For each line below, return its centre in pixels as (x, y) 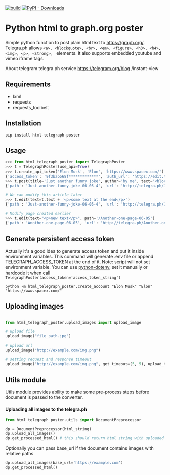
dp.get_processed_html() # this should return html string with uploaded (85, 438)
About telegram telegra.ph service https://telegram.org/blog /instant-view (82, 68)
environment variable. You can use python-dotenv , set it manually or (76, 267)
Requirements (28, 84)
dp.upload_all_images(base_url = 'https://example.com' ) (64, 463)
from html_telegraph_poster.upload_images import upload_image (73, 322)
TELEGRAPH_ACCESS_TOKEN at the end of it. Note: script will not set (78, 262)
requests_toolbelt (31, 107)
